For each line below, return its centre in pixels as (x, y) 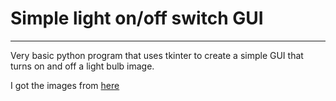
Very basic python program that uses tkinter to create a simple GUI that (157, 55)
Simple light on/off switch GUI (137, 18)
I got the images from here (65, 85)
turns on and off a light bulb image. (82, 66)
